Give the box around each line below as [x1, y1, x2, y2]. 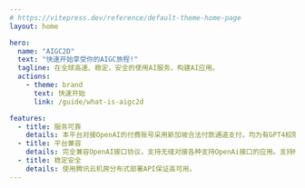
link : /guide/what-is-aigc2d [33, 97, 144, 106]
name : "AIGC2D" [17, 46, 75, 55]
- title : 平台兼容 [17, 139, 82, 148]
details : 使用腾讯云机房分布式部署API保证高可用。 [25, 164, 197, 173]
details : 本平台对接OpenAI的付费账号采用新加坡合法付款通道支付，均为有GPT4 [25, 131, 286, 140]
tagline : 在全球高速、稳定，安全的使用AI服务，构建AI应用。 [17, 64, 220, 73]
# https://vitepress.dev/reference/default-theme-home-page [9, 13, 242, 23]
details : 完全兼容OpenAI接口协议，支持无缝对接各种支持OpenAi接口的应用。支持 [25, 147, 294, 157]
